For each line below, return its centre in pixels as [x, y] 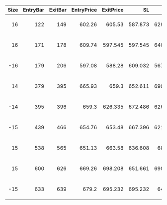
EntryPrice [84, 10]
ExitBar [58, 10]
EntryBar [34, 10]
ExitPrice [113, 10]
